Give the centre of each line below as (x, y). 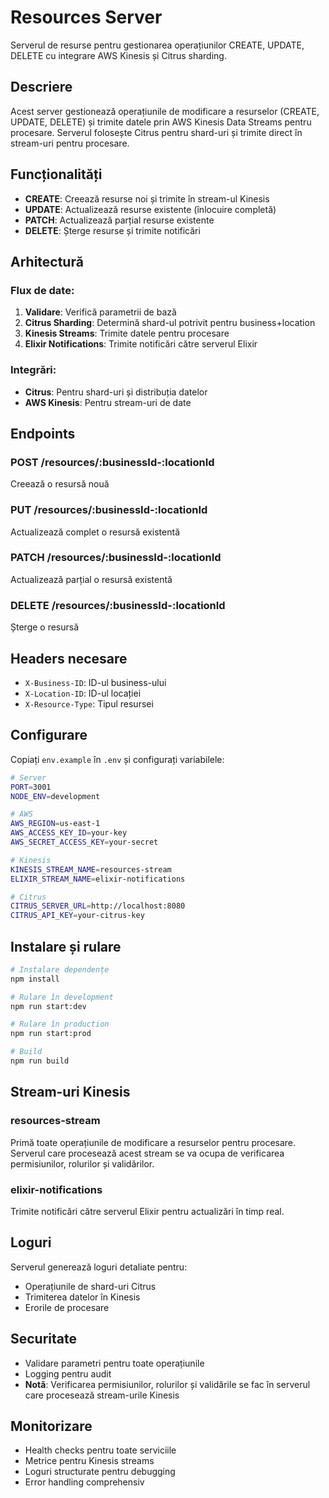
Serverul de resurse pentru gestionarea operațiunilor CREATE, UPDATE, (157, 45)
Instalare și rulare (66, 946)
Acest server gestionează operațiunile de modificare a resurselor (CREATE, (165, 111)
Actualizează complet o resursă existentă (95, 532)
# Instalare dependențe (60, 969)
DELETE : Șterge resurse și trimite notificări (112, 230)
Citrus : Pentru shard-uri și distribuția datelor (116, 392)
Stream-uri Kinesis (70, 1092)
